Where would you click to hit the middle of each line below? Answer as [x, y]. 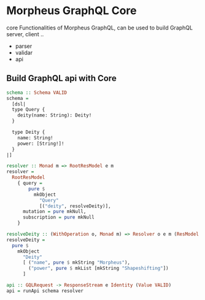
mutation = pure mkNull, [54, 212]
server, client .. [25, 34]
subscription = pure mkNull [59, 217]
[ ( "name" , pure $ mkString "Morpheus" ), [76, 263]
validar [24, 52]
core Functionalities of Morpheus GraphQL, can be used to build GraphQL [100, 28]
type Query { [29, 110]
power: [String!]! [41, 144]
